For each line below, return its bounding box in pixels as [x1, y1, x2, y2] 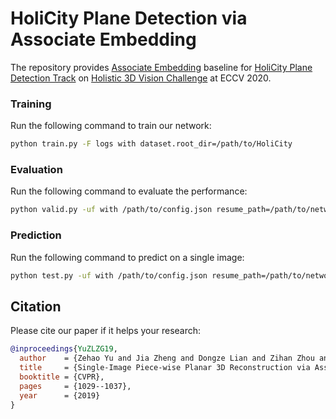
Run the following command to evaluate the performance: [10, 185, 248, 197]
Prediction [10, 228, 62, 242]
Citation [10, 298, 62, 315]
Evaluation [10, 163, 63, 177]
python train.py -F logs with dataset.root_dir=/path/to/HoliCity [10, 139, 293, 149]
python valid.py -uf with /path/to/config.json [10, 205, 213, 215]
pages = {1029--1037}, [19, 381, 132, 391]
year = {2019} [19, 390, 101, 401]
